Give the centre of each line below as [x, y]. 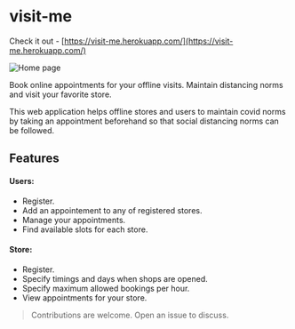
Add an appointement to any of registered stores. [112, 210]
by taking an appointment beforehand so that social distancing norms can [144, 121]
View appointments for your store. [84, 297]
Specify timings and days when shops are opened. [115, 278]
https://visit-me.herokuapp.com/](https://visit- [148, 41]
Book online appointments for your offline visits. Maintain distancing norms [146, 84]
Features [34, 159]
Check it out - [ [37, 41]
